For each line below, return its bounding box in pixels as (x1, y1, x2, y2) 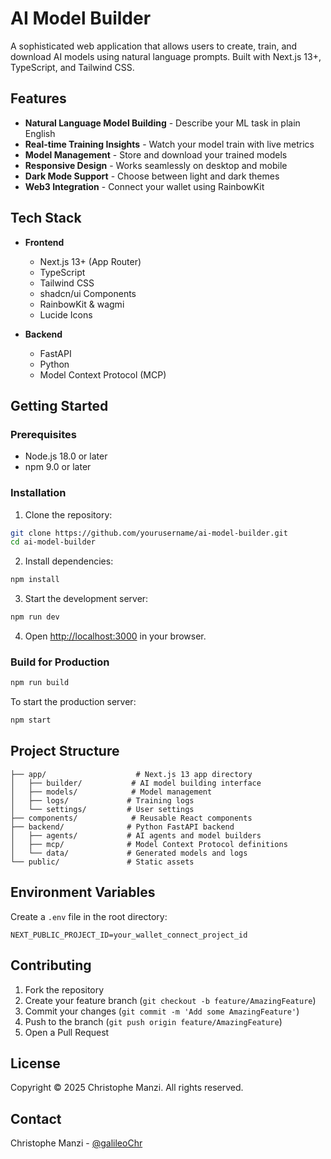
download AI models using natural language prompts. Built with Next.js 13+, (10, 50, 322, 62)
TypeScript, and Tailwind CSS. (10, 61, 135, 73)
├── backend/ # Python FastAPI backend (10, 822, 235, 832)
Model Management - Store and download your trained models (24, 148, 288, 161)
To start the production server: (10, 696, 137, 708)
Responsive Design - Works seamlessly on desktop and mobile (24, 159, 288, 171)
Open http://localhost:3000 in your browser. (24, 630, 207, 642)
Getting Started (10, 397, 109, 414)
